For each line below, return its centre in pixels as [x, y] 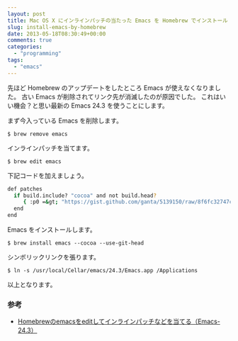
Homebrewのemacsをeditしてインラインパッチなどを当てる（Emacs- [119, 322]
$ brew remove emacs [38, 134]
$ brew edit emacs [34, 161]
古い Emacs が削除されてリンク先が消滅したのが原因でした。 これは [120, 96]
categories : [25, 47]
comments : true [30, 40]
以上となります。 [32, 285]
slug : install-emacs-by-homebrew [57, 27]
